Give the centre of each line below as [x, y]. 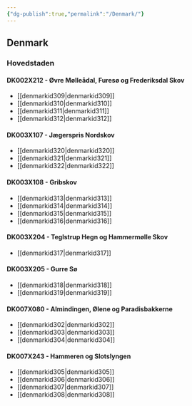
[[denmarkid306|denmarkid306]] [66, 380]
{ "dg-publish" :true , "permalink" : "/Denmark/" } [75, 14]
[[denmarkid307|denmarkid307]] [65, 387]
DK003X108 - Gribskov [42, 182]
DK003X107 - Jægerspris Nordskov [61, 135]
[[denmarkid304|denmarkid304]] [66, 340]
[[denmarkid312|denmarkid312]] [64, 119]
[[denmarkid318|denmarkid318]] [64, 285]
